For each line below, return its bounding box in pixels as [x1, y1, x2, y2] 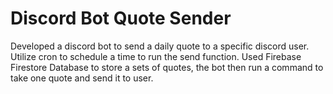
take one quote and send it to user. [10, 72, 154, 84]
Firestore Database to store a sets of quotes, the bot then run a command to [10, 61, 324, 73]
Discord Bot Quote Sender [10, 7, 232, 30]
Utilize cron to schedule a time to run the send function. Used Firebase [10, 50, 302, 62]
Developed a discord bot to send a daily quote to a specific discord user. [10, 40, 310, 52]
